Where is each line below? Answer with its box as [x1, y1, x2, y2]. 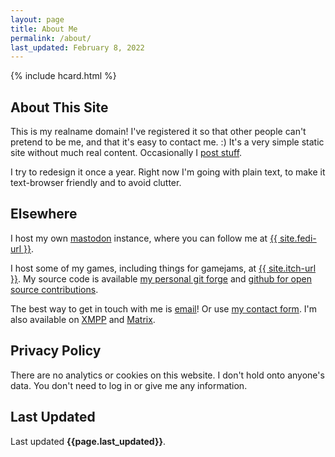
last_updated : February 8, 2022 [10, 42, 145, 53]
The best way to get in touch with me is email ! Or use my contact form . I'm [10, 302, 318, 315]
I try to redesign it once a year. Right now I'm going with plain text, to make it [10, 166, 326, 178]
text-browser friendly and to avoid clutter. [10, 177, 182, 189]
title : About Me [10, 24, 78, 34]
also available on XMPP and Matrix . [10, 313, 156, 325]
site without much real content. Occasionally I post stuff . [10, 147, 243, 159]
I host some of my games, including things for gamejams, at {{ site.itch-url [10, 262, 317, 274]
